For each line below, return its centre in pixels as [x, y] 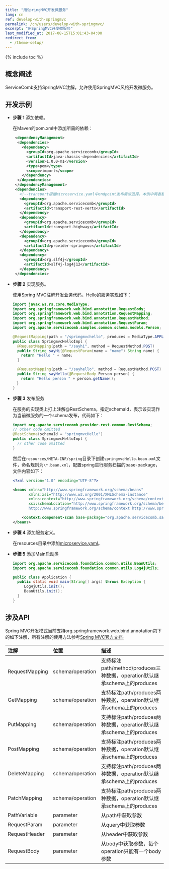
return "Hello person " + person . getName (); [68, 378]
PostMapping [23, 749]
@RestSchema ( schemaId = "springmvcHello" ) [58, 434]
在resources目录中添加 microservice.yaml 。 [57, 543]
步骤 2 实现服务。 [30, 284]
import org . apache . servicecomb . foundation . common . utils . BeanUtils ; [85, 563]
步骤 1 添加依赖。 [30, 118]
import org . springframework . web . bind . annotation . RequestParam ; [80, 323]
